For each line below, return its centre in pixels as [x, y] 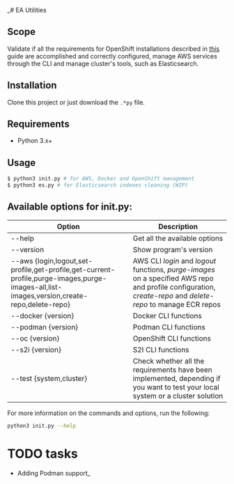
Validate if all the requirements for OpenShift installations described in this [114, 49]
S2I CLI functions [161, 350]
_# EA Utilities [27, 10]
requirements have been [172, 370]
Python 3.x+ [35, 141]
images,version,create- [49, 295]
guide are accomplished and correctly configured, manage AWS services [112, 56]
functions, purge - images [174, 270]
